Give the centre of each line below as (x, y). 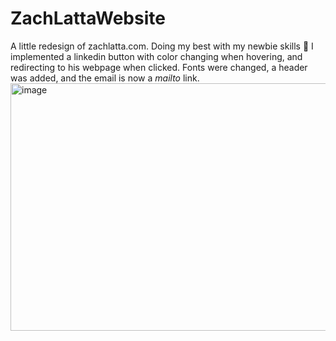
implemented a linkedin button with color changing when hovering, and (156, 56)
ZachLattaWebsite (88, 18)
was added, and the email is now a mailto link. (105, 78)
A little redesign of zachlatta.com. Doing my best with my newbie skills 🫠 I (162, 46)
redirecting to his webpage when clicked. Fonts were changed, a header (159, 67)
